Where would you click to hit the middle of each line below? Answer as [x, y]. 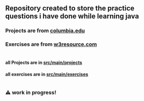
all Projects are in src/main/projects [44, 62]
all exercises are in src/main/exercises [47, 74]
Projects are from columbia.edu [45, 31]
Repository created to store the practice [70, 8]
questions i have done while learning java [72, 16]
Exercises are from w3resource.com [51, 44]
